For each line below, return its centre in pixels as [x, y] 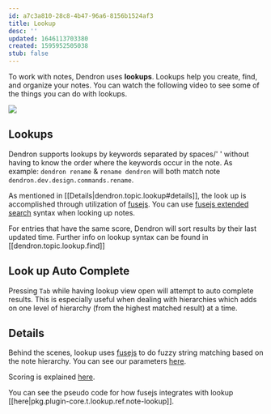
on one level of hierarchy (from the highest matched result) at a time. [123, 308]
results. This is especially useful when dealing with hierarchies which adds [133, 299]
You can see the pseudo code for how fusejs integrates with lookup [121, 393]
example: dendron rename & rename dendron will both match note [114, 171]
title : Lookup [32, 23]
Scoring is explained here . [52, 377]
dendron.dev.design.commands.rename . [71, 180]
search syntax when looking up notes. [72, 212]
